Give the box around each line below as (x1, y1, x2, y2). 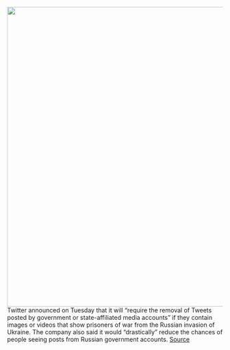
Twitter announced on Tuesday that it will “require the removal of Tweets (7, 306, 212, 314)
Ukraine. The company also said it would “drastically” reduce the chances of (7, 328, 223, 336)
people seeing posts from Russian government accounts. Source (7, 336, 190, 343)
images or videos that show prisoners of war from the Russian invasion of (7, 321, 215, 329)
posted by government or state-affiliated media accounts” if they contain (7, 314, 213, 321)
